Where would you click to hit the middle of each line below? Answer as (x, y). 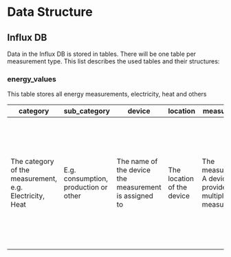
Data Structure (50, 12)
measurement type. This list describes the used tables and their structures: (113, 61)
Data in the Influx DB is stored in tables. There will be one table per (102, 54)
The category (32, 161)
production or (86, 187)
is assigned (135, 196)
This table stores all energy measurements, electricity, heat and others (107, 94)
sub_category (87, 111)
